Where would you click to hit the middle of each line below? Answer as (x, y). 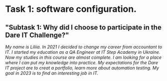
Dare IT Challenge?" (37, 35)
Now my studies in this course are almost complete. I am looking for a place (83, 57)
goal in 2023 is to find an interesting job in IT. (52, 73)
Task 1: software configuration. (71, 9)
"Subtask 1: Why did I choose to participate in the (83, 27)
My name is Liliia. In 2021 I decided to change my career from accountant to (84, 47)
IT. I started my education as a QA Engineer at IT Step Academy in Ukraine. (83, 52)
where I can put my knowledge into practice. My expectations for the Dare (82, 62)
